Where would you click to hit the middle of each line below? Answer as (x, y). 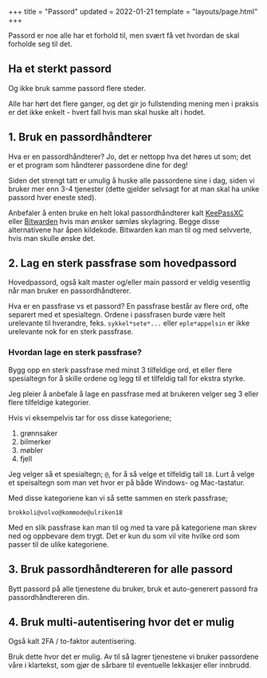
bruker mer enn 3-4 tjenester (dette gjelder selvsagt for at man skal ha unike (134, 189)
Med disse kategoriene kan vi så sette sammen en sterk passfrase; (118, 498)
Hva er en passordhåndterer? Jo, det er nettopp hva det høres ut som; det (130, 156)
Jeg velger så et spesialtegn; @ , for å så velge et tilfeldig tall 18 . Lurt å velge (132, 474)
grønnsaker (39, 433)
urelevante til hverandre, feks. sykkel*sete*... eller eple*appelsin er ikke (129, 323)
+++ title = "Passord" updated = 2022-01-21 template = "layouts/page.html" (133, 12)
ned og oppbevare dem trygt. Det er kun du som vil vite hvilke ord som (124, 536)
